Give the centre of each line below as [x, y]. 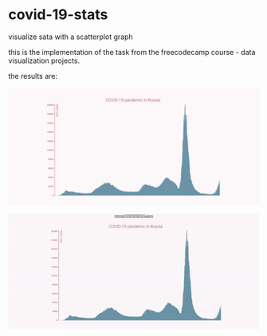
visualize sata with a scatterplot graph [71, 37]
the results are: [33, 76]
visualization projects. [44, 61]
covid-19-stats [58, 15]
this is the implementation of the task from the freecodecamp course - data [132, 52]
